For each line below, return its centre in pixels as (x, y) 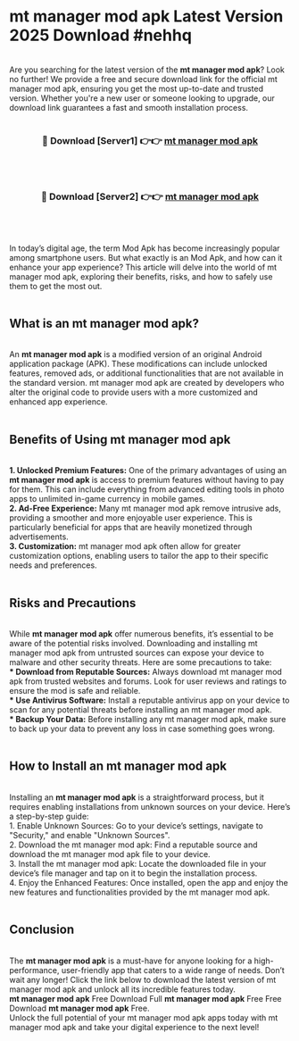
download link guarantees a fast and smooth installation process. (129, 107)
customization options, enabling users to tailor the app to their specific (139, 556)
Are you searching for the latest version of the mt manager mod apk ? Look (147, 70)
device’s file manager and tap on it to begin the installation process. (133, 873)
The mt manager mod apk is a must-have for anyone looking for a (131, 961)
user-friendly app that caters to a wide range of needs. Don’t (173, 970)
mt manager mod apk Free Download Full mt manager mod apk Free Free (145, 998)
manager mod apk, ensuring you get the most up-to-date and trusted (137, 88)
